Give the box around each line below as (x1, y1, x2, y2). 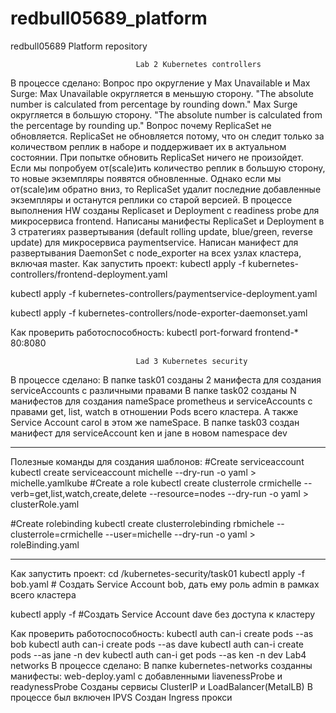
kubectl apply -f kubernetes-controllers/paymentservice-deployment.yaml (10, 287, 318, 299)
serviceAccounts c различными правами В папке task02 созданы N (10, 384, 297, 396)
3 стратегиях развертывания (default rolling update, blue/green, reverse (10, 225, 313, 237)
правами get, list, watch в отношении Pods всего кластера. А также (10, 405, 299, 417)
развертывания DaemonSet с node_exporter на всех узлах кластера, (10, 247, 302, 259)
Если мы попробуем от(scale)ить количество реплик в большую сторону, (10, 162, 326, 174)
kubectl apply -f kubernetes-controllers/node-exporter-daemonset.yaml (10, 307, 308, 319)
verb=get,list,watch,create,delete (10, 487, 148, 499)
